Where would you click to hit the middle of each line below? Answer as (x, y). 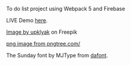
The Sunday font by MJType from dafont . (57, 55)
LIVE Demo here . (27, 20)
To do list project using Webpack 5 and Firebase (66, 9)
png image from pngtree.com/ (43, 44)
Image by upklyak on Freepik (42, 32)
